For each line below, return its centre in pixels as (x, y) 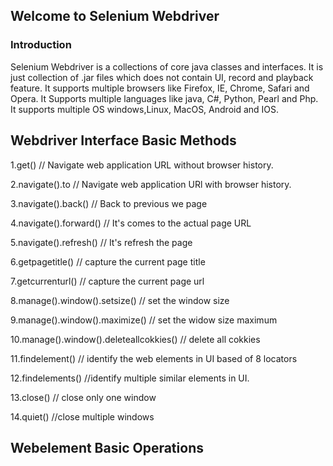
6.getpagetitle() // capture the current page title (108, 261)
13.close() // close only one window (83, 397)
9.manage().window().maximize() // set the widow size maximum (144, 320)
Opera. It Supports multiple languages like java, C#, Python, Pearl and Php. (164, 98)
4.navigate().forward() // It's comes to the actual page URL (131, 223)
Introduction (41, 45)
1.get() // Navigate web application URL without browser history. (142, 165)
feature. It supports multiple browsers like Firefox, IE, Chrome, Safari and (160, 88)
